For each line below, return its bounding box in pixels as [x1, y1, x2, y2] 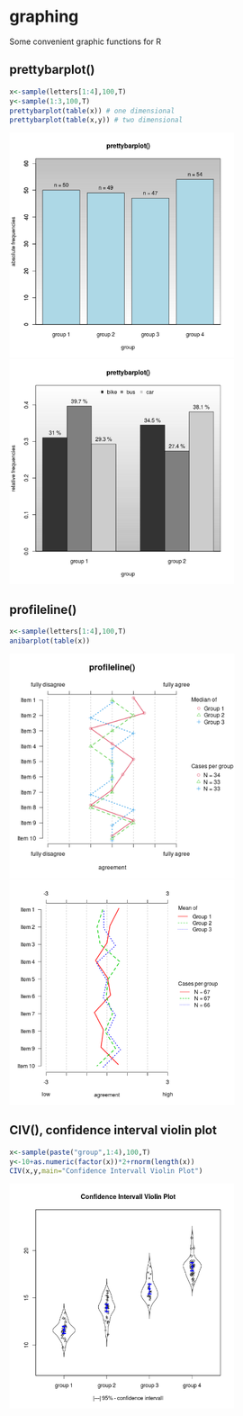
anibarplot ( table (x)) [9, 636, 91, 645]
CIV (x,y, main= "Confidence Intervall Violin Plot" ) [9, 1167, 203, 1176]
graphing [9, 6, 79, 27]
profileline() [9, 601, 77, 618]
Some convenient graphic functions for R [9, 36, 162, 47]
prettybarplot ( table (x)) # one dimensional [9, 106, 175, 115]
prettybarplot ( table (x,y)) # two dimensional [9, 115, 183, 125]
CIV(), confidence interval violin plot [9, 1123, 218, 1138]
